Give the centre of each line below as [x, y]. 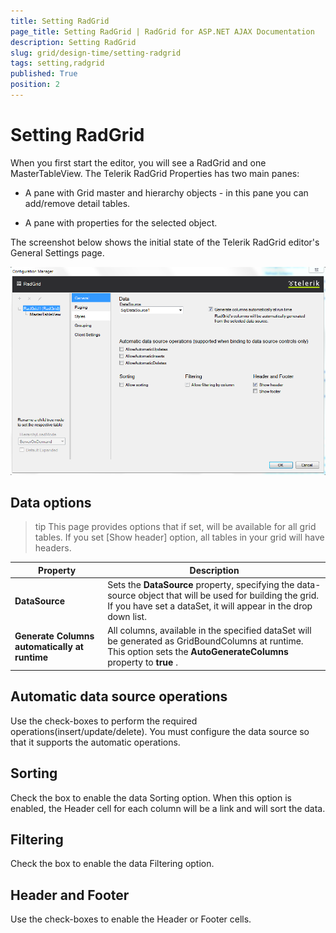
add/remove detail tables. [77, 203]
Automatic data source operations [119, 696]
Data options [51, 503]
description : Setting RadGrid [73, 42]
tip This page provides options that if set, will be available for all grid [175, 527]
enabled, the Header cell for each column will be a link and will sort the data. [168, 808]
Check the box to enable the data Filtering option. [112, 864]
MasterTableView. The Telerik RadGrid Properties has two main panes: [155, 173]
